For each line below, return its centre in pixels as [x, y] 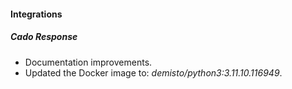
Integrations [36, 14]
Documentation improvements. [88, 62]
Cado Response [44, 37]
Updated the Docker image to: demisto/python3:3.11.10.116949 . [153, 72]
